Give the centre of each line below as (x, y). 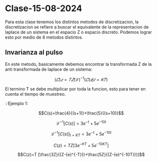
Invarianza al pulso (34, 52)
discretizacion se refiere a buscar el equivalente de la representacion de (77, 27)
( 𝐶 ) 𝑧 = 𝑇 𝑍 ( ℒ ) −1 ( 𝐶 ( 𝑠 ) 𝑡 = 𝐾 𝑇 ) (81, 79)
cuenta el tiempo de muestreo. (36, 94)
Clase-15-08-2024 (43, 8)
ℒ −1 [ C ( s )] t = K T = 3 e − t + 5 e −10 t (81, 134)
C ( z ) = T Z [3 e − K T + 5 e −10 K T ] (81, 145)
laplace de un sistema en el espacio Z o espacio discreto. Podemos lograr (78, 32)
